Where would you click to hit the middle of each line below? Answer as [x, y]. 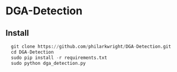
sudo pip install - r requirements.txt [59, 58]
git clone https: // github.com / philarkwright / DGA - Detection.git [91, 46]
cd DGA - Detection [32, 52]
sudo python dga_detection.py [48, 63]
